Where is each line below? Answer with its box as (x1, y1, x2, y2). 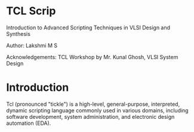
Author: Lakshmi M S (6, 42, 58, 49)
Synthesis (6, 30, 31, 37)
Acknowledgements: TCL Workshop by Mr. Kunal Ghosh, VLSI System (6, 53, 178, 60)
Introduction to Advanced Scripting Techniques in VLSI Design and (6, 24, 171, 31)
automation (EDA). (6, 119, 51, 127)
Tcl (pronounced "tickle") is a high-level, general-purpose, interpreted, (6, 100, 180, 108)
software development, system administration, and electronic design (6, 113, 175, 120)
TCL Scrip (6, 4, 56, 18)
